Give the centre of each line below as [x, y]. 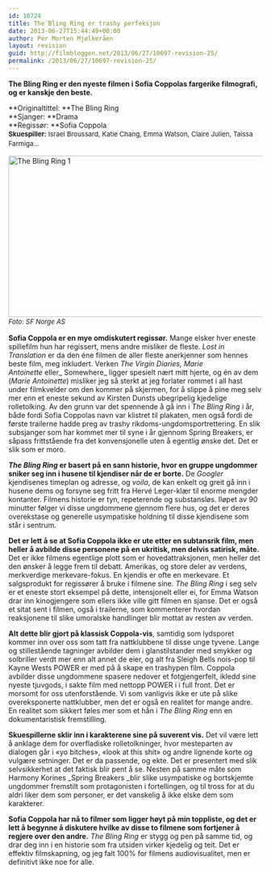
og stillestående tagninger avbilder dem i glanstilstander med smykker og [130, 650]
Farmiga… [24, 143]
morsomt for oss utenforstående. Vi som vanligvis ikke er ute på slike [123, 693]
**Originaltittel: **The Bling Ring [64, 108]
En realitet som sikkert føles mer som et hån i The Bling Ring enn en [121, 710]
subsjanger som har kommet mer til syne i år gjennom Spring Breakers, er [131, 432]
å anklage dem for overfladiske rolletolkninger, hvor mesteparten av [121, 743]
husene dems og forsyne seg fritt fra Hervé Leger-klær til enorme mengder [133, 491]
